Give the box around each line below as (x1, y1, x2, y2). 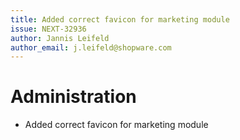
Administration (10, 86, 137, 108)
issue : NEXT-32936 (10, 24, 87, 34)
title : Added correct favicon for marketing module (10, 14, 230, 25)
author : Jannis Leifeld (10, 33, 110, 43)
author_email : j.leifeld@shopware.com (10, 42, 172, 53)
